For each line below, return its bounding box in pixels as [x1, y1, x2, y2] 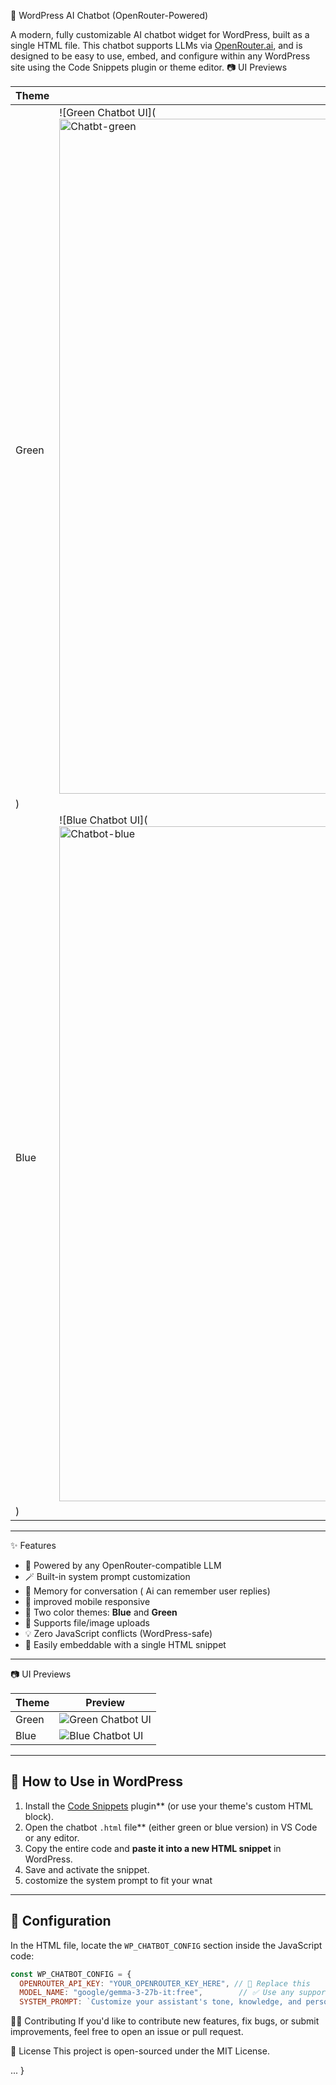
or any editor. [24, 1831, 80, 1844]
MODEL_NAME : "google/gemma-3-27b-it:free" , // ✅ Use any [19, 1988, 295, 1998]
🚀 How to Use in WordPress [10, 1773, 184, 1790]
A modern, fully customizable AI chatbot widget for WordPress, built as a [10, 29, 310, 40]
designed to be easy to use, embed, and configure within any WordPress [10, 50, 311, 62]
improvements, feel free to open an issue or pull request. [10, 2026, 244, 2038]
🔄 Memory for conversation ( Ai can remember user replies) [24, 1585, 271, 1597]
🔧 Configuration [10, 1913, 112, 1930]
